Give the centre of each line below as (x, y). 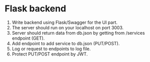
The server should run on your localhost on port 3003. (68, 27)
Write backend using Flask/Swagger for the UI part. (65, 22)
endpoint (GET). (28, 38)
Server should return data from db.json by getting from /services (78, 33)
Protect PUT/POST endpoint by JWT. (50, 54)
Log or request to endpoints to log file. (51, 49)
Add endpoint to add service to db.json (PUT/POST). (66, 43)
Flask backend (35, 9)
